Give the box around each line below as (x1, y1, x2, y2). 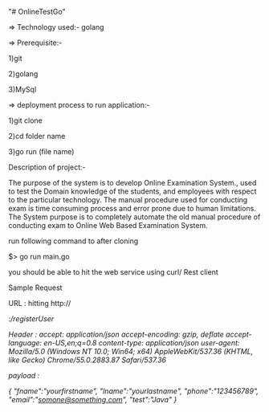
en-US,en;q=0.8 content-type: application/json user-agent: (43, 338, 240, 348)
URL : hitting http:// (8, 299, 71, 308)
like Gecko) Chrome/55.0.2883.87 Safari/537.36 (8, 355, 167, 365)
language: (8, 338, 43, 348)
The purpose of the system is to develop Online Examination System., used (8, 178, 257, 187)
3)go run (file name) (8, 147, 75, 156)
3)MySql (8, 84, 37, 94)
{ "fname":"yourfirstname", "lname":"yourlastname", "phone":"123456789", (8, 386, 259, 396)
